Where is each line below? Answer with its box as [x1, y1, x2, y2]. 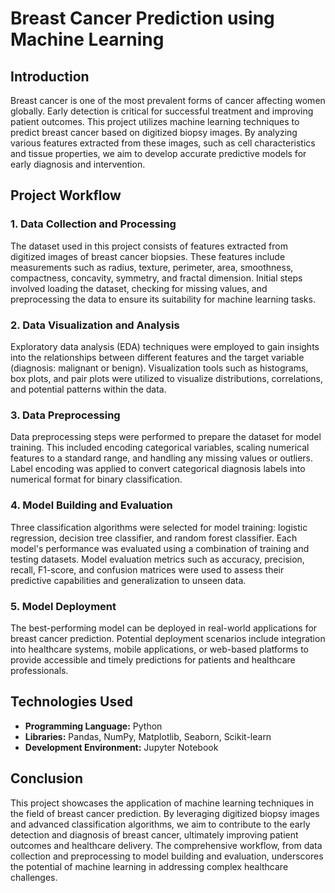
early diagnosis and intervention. [10, 158, 146, 170]
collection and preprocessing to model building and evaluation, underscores [10, 850, 324, 862]
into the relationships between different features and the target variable [10, 351, 305, 363]
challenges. [10, 871, 58, 883]
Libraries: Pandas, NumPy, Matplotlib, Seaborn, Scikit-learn [24, 730, 272, 742]
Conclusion [10, 770, 84, 787]
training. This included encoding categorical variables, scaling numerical [10, 442, 310, 454]
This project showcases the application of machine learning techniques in [10, 797, 315, 809]
